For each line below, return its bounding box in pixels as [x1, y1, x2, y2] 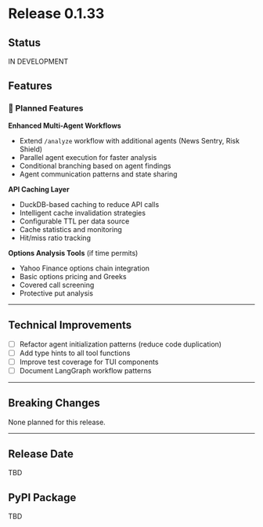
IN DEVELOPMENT [8, 56, 69, 66]
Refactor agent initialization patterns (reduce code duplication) [19, 339, 222, 349]
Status [8, 36, 41, 49]
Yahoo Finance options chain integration [19, 263, 150, 273]
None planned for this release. [8, 417, 106, 427]
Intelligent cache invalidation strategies [19, 208, 146, 217]
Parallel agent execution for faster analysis [19, 152, 157, 162]
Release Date [8, 447, 74, 460]
